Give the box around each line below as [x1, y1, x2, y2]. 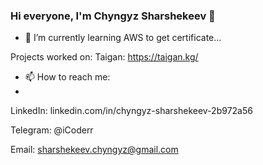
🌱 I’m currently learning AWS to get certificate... [24, 32, 222, 44]
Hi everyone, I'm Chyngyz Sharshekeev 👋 [10, 9, 216, 23]
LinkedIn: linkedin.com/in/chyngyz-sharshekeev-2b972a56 [10, 105, 253, 117]
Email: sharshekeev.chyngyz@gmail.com [10, 144, 179, 156]
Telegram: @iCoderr [10, 124, 94, 136]
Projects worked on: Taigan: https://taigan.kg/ [10, 51, 199, 63]
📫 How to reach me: [24, 71, 111, 83]
